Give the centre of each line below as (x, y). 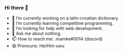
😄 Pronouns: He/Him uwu (38, 46)
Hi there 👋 (17, 8)
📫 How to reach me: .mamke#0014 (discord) (57, 39)
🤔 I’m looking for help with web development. (57, 28)
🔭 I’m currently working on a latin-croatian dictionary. (65, 18)
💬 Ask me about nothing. (37, 34)
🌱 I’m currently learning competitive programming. (62, 23)
